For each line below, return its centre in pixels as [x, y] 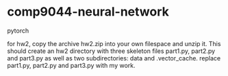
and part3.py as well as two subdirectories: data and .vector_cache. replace [114, 58]
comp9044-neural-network [88, 12]
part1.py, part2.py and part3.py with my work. [71, 65]
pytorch [18, 31]
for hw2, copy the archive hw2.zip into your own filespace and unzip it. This [114, 43]
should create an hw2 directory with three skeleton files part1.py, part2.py [111, 51]
